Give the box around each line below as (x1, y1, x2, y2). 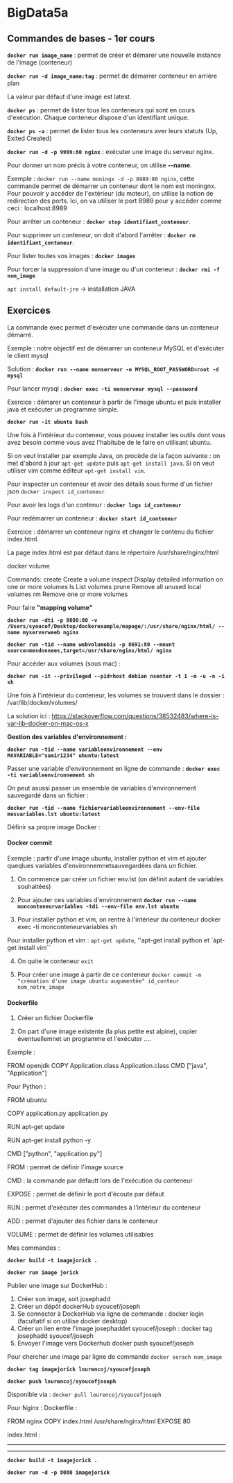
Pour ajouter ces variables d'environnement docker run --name (17, 896, 197, 904)
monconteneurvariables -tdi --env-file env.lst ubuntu (17, 904, 180, 910)
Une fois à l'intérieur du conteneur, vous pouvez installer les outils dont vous (7, 430, 226, 439)
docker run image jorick (7, 1269, 79, 1276)
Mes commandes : (7, 1244, 60, 1252)
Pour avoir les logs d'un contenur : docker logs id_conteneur (7, 500, 182, 509)
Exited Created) (7, 134, 52, 142)
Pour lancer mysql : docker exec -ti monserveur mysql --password (7, 384, 198, 393)
